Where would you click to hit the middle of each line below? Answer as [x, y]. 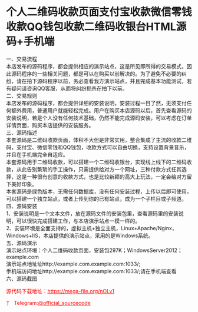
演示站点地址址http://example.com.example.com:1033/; [73, 264]
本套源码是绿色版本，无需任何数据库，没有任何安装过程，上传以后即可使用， [99, 191]
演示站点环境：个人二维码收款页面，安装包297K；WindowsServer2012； [94, 250]
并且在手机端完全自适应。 [37, 154]
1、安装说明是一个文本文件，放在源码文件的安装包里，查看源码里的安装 [92, 213]
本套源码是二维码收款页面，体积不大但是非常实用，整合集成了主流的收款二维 [99, 140]
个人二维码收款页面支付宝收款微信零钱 [99, 12]
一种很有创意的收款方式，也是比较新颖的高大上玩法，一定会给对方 [106, 177]
